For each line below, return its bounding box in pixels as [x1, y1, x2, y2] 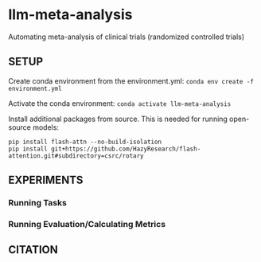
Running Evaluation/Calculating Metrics [8, 218, 166, 229]
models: [33, 122, 60, 132]
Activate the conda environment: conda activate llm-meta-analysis [8, 98, 232, 108]
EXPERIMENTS [8, 174, 84, 187]
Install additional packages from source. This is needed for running [8, 114, 228, 123]
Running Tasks [8, 197, 68, 209]
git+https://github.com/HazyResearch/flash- [50, 145, 201, 153]
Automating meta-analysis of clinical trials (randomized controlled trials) [8, 32, 245, 41]
